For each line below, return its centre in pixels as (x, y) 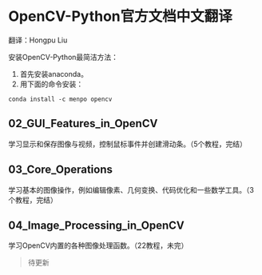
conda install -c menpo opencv (60, 99)
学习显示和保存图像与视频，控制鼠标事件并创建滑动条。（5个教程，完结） (128, 144)
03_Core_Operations (61, 170)
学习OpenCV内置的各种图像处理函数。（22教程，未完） (98, 245)
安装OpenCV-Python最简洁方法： (63, 57)
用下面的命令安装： (52, 84)
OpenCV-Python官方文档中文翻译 (121, 16)
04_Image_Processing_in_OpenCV (97, 225)
